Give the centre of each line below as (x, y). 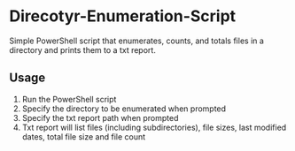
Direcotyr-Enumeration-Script (123, 16)
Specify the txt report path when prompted (100, 117)
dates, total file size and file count (84, 136)
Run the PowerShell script (69, 99)
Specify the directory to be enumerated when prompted (124, 109)
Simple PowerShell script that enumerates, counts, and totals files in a (136, 41)
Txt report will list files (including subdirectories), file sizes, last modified (154, 127)
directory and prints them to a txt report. (83, 49)
